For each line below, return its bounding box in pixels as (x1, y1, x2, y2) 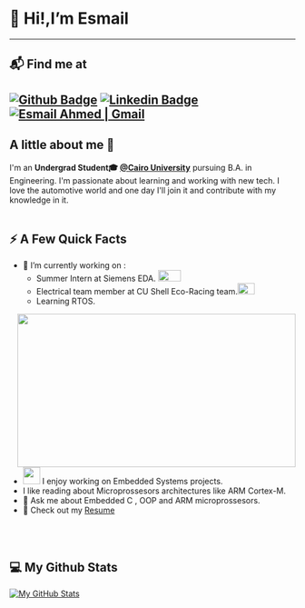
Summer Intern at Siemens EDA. (35, 273, 156, 284)
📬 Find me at (9, 56, 88, 72)
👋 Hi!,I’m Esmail (9, 8, 129, 29)
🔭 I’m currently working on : (22, 260, 126, 271)
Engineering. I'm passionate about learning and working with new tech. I (9, 174, 280, 185)
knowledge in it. (9, 194, 69, 205)
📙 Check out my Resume (22, 504, 115, 516)
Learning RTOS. (35, 295, 95, 307)
